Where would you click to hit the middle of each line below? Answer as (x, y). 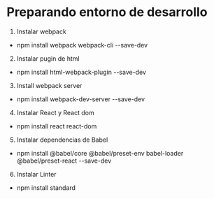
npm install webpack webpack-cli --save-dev (82, 45)
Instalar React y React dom (56, 112)
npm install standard (46, 187)
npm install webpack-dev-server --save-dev (80, 99)
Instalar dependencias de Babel (62, 140)
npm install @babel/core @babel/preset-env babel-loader (100, 153)
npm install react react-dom (57, 126)
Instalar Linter (36, 174)
